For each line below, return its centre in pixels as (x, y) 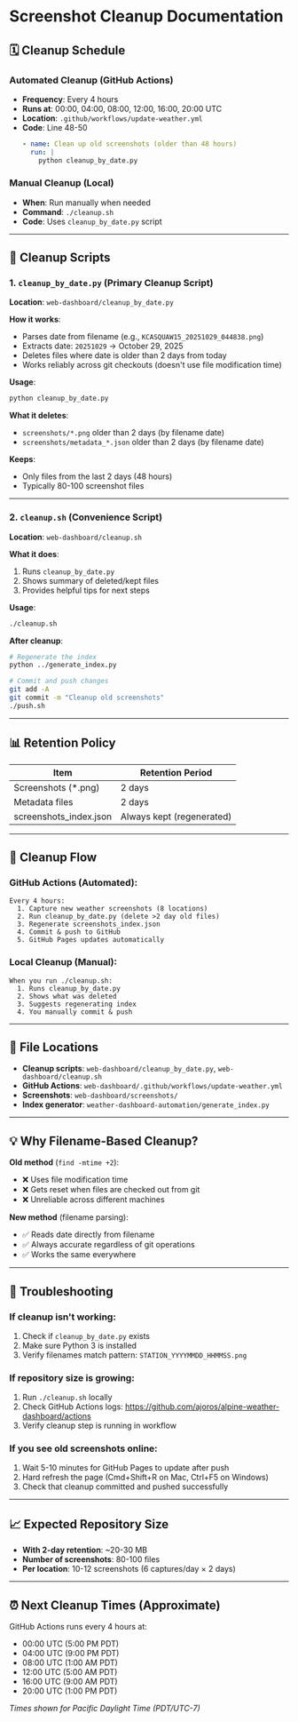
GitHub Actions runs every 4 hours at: (78, 1627)
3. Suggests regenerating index (77, 1004)
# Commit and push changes (59, 682)
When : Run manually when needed (86, 203)
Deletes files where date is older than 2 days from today (125, 355)
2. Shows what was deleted (67, 996)
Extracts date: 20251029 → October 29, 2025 (102, 346)
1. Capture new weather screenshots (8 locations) (113, 909)
